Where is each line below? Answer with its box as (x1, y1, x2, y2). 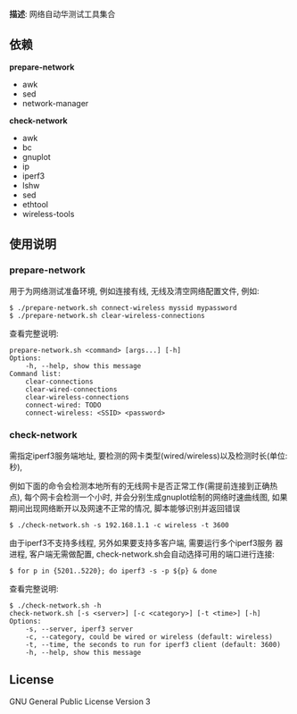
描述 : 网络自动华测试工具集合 (9, 9, 116, 19)
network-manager (21, 97, 89, 108)
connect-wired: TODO (25, 400, 102, 409)
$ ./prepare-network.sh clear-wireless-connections (9, 311, 205, 320)
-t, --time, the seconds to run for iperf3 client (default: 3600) (25, 640, 281, 649)
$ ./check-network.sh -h (9, 601, 102, 610)
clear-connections (25, 377, 94, 386)
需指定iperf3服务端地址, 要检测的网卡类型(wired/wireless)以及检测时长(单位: (9, 450, 288, 461)
